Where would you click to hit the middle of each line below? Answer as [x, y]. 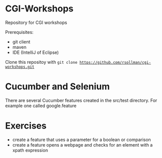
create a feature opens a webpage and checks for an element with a [82, 145]
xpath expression [30, 150]
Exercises [26, 126]
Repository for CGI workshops [36, 22]
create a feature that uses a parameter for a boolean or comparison [81, 140]
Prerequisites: [19, 32]
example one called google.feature [41, 106]
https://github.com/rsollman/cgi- [115, 62]
